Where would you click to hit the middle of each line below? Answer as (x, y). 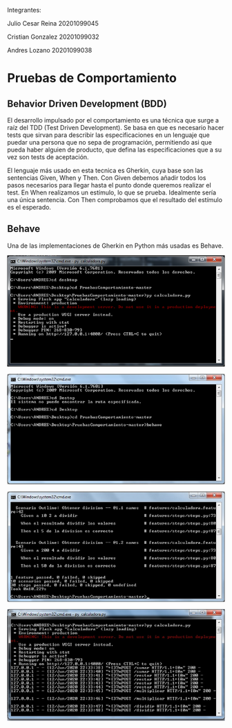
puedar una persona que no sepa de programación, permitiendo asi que (109, 142)
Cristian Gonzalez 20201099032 (53, 37)
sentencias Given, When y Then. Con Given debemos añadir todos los (107, 178)
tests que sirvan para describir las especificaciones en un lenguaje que (108, 135)
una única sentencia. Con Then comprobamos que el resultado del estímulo (115, 200)
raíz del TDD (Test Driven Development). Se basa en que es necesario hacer (116, 128)
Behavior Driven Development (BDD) (87, 103)
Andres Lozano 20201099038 (50, 50)
